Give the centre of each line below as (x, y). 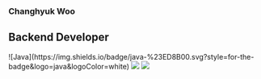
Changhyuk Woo (42, 11)
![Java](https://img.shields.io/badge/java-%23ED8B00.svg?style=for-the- (131, 56)
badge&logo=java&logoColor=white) (69, 66)
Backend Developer (59, 37)
